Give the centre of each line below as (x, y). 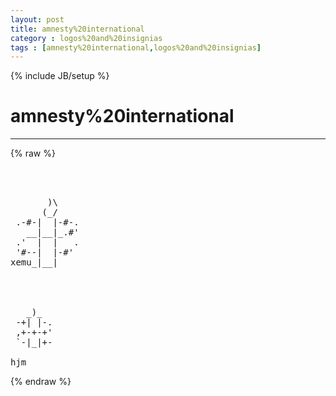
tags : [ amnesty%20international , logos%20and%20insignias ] (136, 47)
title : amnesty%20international (77, 29)
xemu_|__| (34, 262)
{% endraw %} (41, 382)
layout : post (37, 19)
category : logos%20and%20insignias (86, 38)
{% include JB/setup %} (60, 76)
